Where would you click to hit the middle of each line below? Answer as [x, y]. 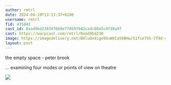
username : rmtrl [22, 19]
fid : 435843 [18, 24]
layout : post [19, 43]
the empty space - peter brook [37, 58]
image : [12, 39]
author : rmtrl [20, 10]
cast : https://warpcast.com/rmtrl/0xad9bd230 [54, 34]
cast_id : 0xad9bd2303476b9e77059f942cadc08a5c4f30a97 [64, 29]
